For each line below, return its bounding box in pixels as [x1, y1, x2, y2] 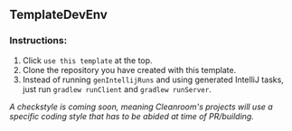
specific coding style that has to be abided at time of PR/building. [9, 110, 255, 121]
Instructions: [9, 34, 68, 47]
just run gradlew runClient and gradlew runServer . [22, 83, 212, 94]
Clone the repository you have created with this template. [22, 64, 237, 75]
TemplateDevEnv [9, 7, 108, 23]
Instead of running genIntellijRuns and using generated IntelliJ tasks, [22, 74, 285, 85]
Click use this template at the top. [22, 54, 153, 66]
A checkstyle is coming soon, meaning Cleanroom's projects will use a [9, 101, 273, 112]
